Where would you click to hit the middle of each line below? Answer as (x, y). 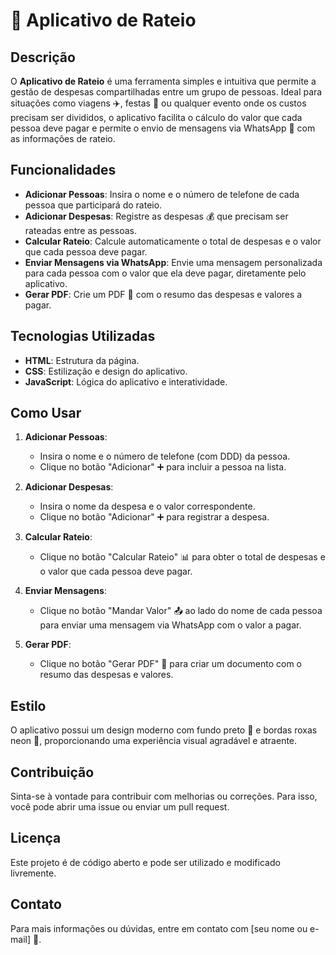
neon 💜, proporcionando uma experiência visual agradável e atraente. (154, 741)
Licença (36, 838)
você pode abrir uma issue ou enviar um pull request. (120, 807)
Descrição (43, 57)
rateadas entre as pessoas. (80, 230)
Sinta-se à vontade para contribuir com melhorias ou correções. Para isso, (164, 796)
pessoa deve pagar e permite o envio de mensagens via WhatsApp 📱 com (163, 128)
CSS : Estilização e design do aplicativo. (106, 371)
